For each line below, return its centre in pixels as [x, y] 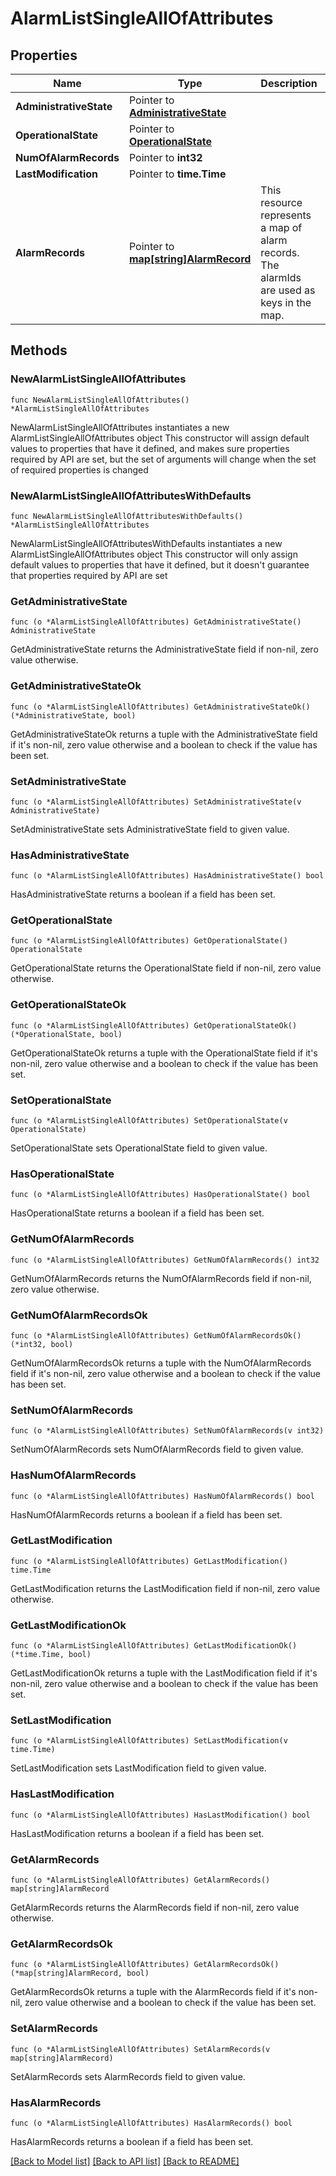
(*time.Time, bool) [51, 1655]
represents [286, 215]
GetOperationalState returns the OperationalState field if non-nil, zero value [166, 968]
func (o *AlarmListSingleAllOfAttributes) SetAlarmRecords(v [140, 2049]
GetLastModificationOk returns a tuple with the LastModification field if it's [164, 1673]
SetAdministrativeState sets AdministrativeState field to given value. [150, 829]
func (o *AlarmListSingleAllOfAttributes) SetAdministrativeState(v [156, 802]
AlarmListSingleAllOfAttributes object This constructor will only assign [154, 554]
